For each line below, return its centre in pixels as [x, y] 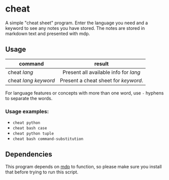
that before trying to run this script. [42, 172]
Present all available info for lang [102, 72]
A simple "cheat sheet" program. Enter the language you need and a [77, 23]
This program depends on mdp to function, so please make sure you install [83, 166]
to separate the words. [29, 98]
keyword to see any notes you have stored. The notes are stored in [75, 28]
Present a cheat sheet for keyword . [102, 80]
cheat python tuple [33, 134]
